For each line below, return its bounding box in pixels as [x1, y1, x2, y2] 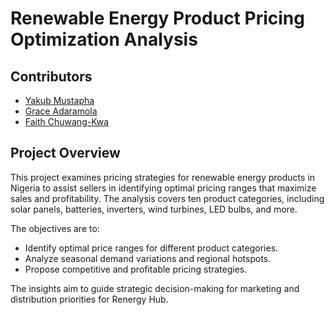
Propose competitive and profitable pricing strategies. [24, 263, 248, 275]
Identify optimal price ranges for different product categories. [24, 242, 279, 254]
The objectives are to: [10, 222, 100, 234]
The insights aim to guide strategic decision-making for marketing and [10, 282, 300, 294]
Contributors [10, 68, 93, 85]
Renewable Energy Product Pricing [10, 7, 305, 30]
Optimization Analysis [10, 28, 198, 51]
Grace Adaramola [24, 105, 98, 117]
